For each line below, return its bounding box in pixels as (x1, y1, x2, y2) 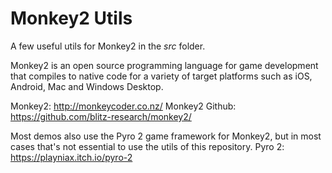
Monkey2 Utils (10, 7, 133, 30)
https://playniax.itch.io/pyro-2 (10, 151, 133, 163)
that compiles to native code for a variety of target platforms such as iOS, (10, 70, 313, 82)
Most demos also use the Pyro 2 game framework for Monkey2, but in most (10, 130, 322, 142)
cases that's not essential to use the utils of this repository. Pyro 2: (10, 140, 285, 152)
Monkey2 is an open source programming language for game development (10, 59, 319, 71)
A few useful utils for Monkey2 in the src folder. (10, 40, 206, 52)
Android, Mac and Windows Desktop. (10, 80, 164, 92)
